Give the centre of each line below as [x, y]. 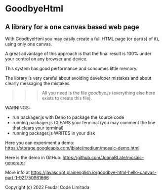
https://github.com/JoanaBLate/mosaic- [103, 157]
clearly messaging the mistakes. [38, 83]
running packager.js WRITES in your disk [54, 133]
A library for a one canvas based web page [72, 27]
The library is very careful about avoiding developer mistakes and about [78, 78]
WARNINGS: [18, 108]
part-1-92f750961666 [27, 178]
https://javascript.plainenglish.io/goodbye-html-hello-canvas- [94, 172]
